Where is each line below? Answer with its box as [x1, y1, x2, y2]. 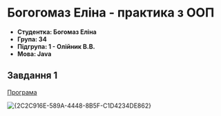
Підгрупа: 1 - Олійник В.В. [17, 42, 95, 50]
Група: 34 [17, 35, 47, 43]
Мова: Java [17, 50, 52, 58]
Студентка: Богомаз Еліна [17, 28, 97, 36]
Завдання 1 [7, 70, 58, 81]
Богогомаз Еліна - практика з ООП [7, 5, 215, 21]
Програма [7, 88, 37, 96]
